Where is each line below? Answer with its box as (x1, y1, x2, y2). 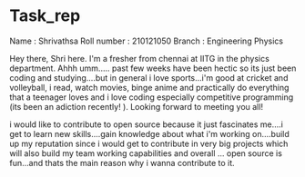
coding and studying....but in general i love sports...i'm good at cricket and (9, 72, 289, 83)
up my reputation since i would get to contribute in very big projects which (9, 138, 289, 149)
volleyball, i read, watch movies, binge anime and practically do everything (9, 82, 290, 93)
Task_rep (9, 5, 81, 26)
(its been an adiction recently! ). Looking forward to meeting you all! (9, 101, 264, 112)
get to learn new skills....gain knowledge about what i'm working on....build (9, 128, 290, 139)
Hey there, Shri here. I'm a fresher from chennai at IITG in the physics (9, 53, 270, 64)
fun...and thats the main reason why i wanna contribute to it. (9, 157, 235, 168)
